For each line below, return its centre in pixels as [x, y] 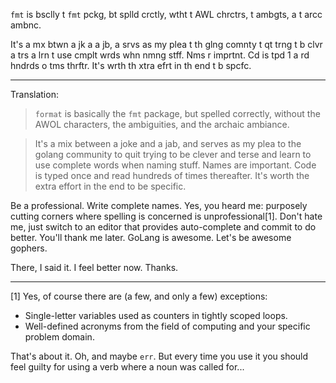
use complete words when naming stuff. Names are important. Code [175, 165]
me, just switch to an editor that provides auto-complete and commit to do [163, 227]
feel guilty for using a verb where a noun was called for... [127, 367]
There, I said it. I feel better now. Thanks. [94, 267]
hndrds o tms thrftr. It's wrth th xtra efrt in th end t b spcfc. [131, 65]
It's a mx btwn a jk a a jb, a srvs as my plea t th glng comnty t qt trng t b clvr [166, 44]
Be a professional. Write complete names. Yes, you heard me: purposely [159, 205]
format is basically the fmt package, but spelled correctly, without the [177, 113]
